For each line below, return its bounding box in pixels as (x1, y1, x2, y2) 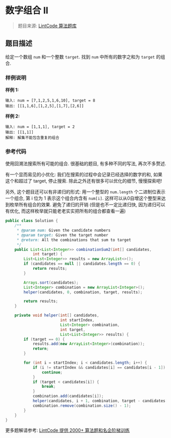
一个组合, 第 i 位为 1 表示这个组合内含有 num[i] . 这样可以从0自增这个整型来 (5, 195, 162, 202)
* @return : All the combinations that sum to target (16, 237, 131, 243)
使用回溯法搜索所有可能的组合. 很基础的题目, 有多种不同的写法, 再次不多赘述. (5, 161, 166, 167)
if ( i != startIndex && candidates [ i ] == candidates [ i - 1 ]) (32, 365, 166, 370)
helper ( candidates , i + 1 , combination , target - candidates (32, 399, 166, 404)
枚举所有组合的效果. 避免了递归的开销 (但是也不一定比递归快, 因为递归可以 (9, 202, 165, 208)
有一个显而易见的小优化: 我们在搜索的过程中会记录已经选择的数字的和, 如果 (5, 171, 162, 177)
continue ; (41, 370, 63, 375)
